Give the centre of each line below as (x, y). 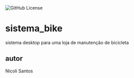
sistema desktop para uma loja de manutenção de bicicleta (67, 42)
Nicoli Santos (19, 71)
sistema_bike (34, 29)
